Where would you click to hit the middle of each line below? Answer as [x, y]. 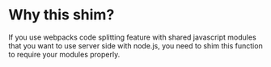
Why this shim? [61, 15]
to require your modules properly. [64, 54]
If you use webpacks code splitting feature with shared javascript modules [132, 37]
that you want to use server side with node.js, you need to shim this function [135, 45]
